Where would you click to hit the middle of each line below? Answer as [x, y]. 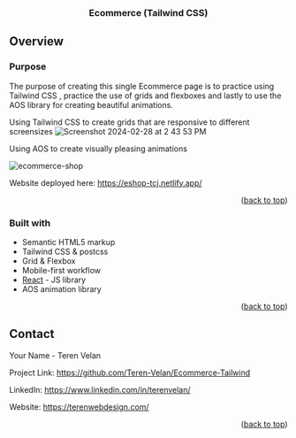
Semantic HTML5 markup [68, 242]
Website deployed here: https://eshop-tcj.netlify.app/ [106, 182]
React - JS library [54, 280]
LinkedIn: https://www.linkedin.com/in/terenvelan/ [100, 389]
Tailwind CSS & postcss [65, 251]
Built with [30, 223]
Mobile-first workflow [61, 270]
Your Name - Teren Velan [55, 355]
